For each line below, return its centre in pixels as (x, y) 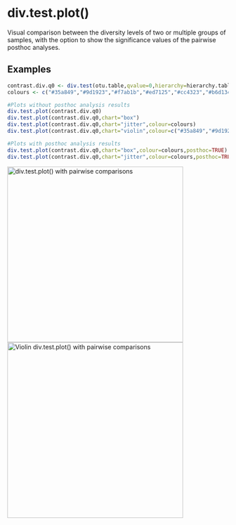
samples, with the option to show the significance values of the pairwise (112, 39)
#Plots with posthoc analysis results (64, 143)
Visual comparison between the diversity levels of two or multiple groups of (117, 32)
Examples (29, 69)
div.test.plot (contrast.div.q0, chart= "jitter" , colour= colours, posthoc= (114, 157)
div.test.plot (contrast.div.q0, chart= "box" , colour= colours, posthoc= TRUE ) (118, 150)
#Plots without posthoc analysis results (69, 105)
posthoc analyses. (34, 47)
